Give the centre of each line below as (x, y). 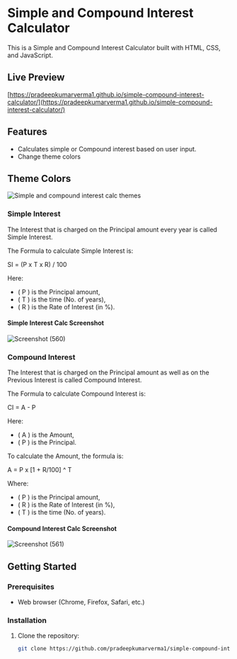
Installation (27, 620)
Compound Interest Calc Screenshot (62, 528)
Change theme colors (49, 156)
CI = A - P (22, 408)
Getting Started (42, 567)
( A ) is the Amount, (46, 435)
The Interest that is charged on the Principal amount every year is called (112, 229)
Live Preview (36, 78)
